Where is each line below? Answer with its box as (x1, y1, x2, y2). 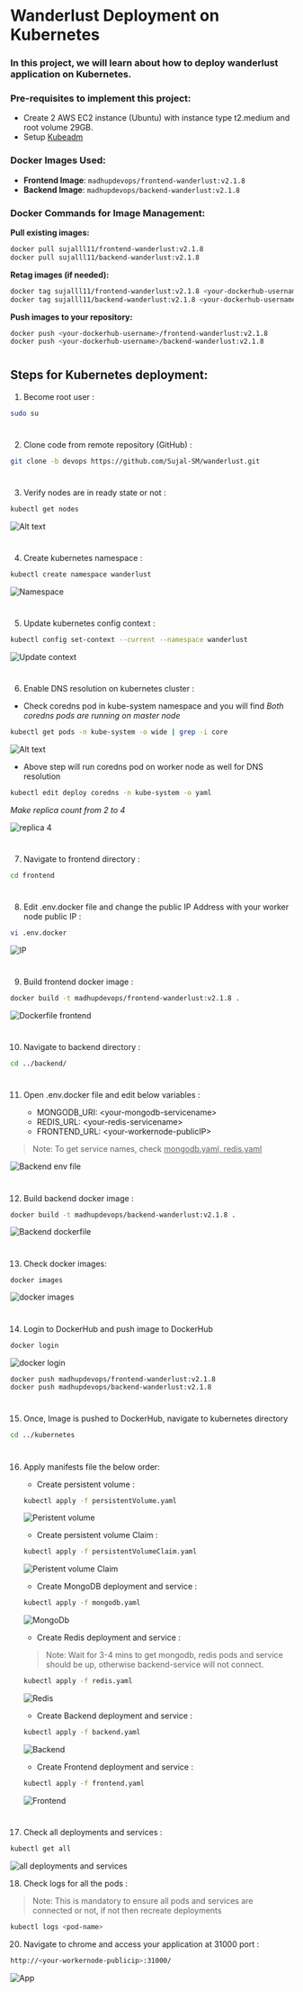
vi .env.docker (10, 928, 67, 937)
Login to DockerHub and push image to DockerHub (22, 1323, 214, 1334)
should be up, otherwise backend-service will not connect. (45, 1659, 264, 1671)
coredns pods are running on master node (22, 711, 181, 721)
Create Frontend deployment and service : (36, 1761, 194, 1772)
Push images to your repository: (10, 312, 133, 322)
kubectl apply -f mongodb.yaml (22, 1598, 141, 1607)
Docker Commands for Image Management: (10, 206, 206, 219)
